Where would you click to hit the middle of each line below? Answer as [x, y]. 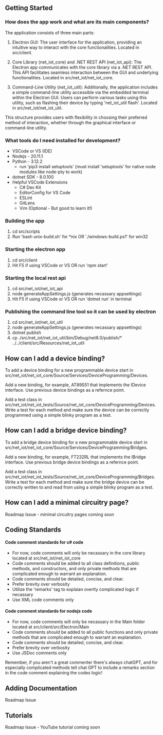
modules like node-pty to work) [51, 172]
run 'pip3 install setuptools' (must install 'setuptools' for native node [87, 166]
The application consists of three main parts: [50, 33]
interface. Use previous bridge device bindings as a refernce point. [72, 462]
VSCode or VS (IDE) [32, 151]
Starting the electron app [35, 249]
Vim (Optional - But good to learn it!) [56, 208]
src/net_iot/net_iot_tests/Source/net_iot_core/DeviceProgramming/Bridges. [80, 477]
